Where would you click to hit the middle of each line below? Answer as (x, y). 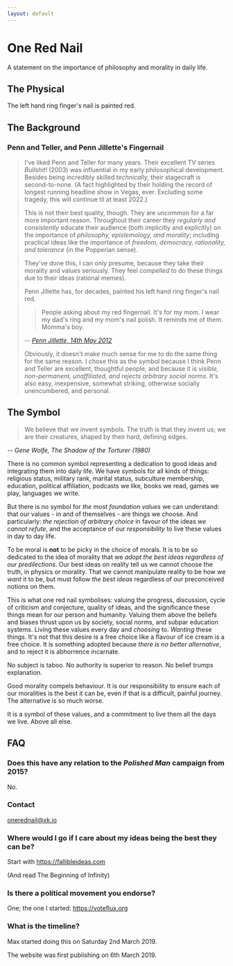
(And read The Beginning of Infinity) (59, 875)
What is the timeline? (43, 926)
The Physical (36, 89)
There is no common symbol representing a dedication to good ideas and (112, 463)
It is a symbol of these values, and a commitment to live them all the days (112, 714)
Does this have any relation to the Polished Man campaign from (116, 763)
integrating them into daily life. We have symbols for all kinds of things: (108, 471)
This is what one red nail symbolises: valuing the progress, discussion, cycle (116, 600)
